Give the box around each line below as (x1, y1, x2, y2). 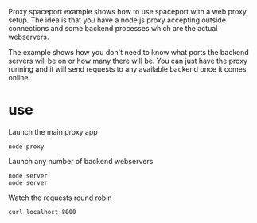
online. (8, 73, 30, 82)
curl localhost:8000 (8, 208, 77, 216)
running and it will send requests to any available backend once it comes (8, 65, 247, 74)
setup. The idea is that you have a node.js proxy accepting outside (8, 15, 227, 25)
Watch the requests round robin (8, 193, 113, 202)
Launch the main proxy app (8, 127, 98, 136)
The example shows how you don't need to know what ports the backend (8, 48, 249, 57)
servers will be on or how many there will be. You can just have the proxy (8, 56, 248, 65)
